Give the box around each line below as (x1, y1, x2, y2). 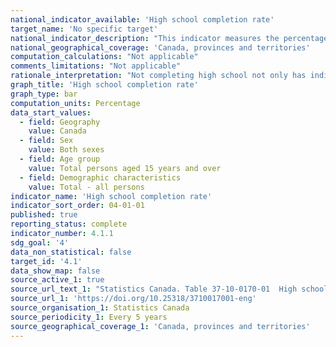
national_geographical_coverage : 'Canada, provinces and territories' (10, 42, 311, 53)
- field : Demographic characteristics (19, 172, 182, 183)
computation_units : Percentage (10, 98, 141, 108)
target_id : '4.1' (10, 256, 83, 266)
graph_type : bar (10, 89, 78, 99)
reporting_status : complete (10, 219, 128, 230)
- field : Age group (19, 154, 101, 164)
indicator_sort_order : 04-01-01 (10, 201, 145, 211)
